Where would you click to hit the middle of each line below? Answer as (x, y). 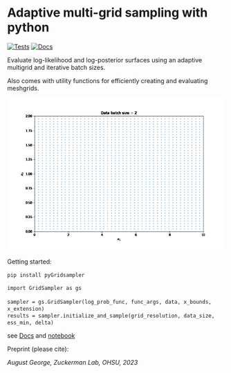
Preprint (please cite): (38, 349)
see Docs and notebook (41, 335)
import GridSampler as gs (44, 288)
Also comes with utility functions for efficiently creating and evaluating (108, 80)
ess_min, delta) (30, 322)
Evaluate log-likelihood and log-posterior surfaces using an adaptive (105, 60)
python (28, 27)
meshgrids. (23, 88)
